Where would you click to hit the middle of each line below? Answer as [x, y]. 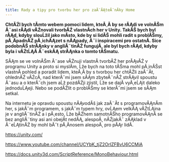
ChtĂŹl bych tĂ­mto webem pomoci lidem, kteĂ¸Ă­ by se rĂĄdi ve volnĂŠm [84, 24]
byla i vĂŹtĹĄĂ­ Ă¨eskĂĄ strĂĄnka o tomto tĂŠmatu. [62, 51]
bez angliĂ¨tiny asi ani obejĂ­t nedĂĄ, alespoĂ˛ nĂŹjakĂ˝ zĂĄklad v [76, 119]
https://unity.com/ [24, 134]
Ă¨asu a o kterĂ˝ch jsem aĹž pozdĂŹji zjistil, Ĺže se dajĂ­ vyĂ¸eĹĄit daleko [83, 83]
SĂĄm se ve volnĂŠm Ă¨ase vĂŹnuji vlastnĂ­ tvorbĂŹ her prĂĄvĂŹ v [77, 61]
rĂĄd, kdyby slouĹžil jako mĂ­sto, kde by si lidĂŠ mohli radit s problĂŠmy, [84, 35]
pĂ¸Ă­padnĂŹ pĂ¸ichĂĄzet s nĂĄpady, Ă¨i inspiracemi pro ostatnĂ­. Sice [83, 40]
